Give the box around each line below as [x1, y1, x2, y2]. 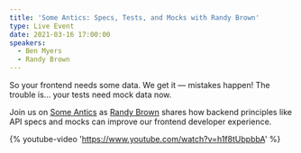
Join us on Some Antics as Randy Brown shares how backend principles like [9, 107, 293, 117]
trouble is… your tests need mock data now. [9, 89, 172, 100]
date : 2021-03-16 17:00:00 [9, 30, 111, 39]
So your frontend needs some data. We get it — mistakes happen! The [9, 80, 270, 90]
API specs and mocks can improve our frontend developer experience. [9, 116, 272, 127]
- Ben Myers [17, 47, 63, 56]
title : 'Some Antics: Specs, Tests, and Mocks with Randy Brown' [9, 13, 260, 22]
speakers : [9, 38, 47, 48]
